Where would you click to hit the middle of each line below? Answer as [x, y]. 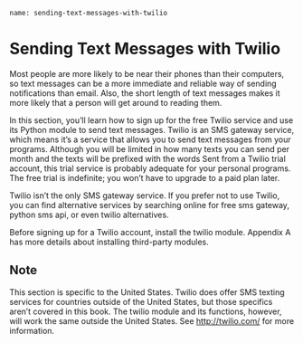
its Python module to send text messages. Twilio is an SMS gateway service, [152, 129]
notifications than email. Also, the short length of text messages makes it [145, 93]
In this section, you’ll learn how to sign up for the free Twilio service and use [151, 120]
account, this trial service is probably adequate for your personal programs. [150, 168]
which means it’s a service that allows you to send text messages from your [150, 139]
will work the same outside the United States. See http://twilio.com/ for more [152, 320]
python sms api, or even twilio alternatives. [89, 214]
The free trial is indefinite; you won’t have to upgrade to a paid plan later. [145, 177]
